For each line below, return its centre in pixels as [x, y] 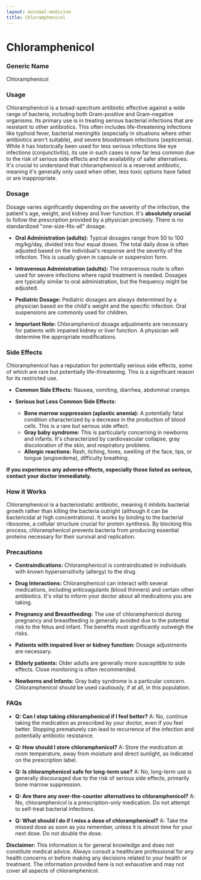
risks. [22, 633]
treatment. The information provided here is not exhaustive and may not [95, 864]
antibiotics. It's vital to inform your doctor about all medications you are [103, 596]
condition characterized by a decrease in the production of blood [104, 420]
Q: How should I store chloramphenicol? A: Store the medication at [99, 747]
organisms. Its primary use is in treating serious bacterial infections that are [100, 120]
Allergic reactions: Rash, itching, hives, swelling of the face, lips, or [108, 451]
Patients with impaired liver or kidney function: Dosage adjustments [101, 645]
